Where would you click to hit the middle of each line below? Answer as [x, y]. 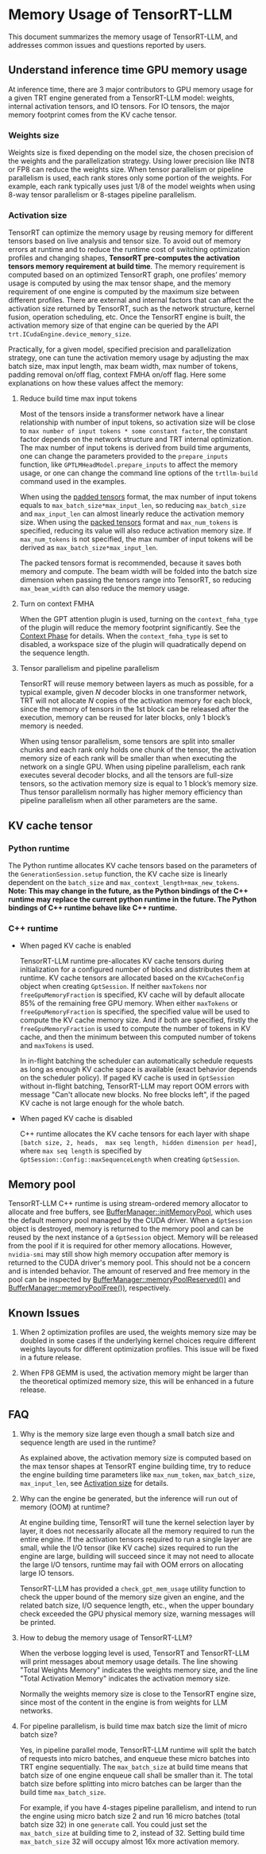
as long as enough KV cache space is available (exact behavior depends [138, 1069]
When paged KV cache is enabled [75, 946]
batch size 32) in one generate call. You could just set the [114, 1824]
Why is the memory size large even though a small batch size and [127, 1433]
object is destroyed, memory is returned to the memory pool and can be [126, 1229]
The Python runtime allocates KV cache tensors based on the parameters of [133, 866]
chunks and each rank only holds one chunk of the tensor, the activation [138, 750]
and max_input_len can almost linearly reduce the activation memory [132, 514]
